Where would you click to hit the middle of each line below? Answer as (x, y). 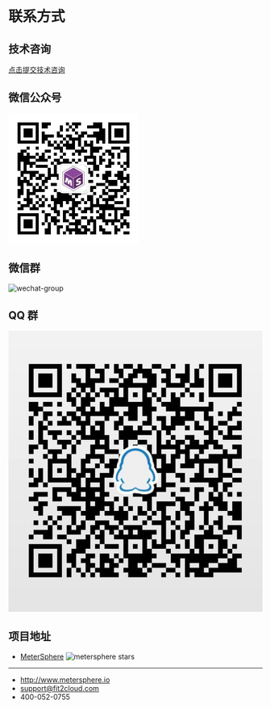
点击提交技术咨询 (37, 70)
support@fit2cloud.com (59, 688)
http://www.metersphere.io (65, 680)
